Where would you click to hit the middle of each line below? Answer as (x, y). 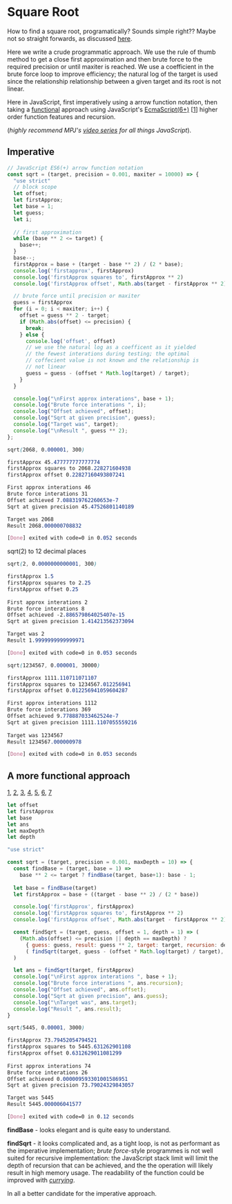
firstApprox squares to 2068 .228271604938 (69, 469)
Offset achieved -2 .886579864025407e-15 (66, 615)
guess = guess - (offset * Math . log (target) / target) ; (107, 373)
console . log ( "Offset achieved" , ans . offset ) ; (80, 990)
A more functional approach (69, 776)
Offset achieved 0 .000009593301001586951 (68, 1079)
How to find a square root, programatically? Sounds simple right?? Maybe (112, 31)
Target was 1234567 (35, 735)
